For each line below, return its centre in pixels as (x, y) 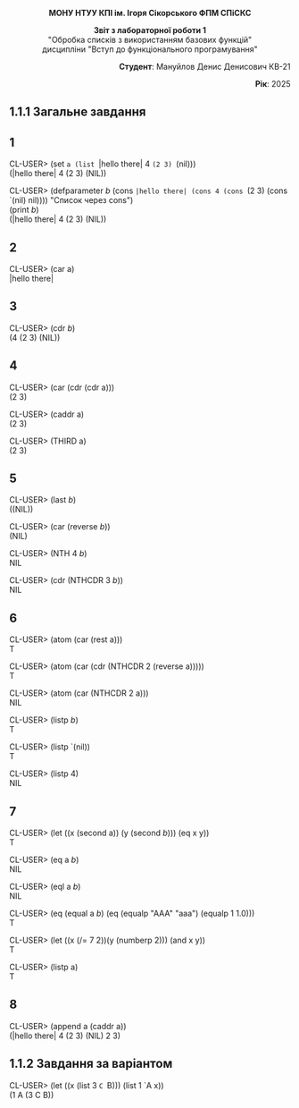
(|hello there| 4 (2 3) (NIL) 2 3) (65, 1036)
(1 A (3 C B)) (32, 1095)
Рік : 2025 (273, 84)
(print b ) (24, 210)
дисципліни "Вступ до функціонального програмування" (150, 49)
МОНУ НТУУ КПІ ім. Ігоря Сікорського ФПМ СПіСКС (150, 13)
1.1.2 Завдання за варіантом (91, 1064)
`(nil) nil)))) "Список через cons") (71, 200)
